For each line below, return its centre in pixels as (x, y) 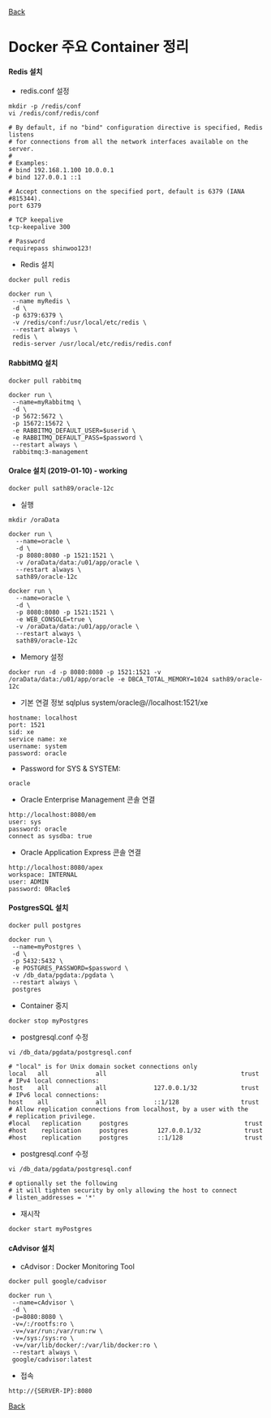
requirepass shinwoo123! (50, 249)
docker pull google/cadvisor (58, 1282)
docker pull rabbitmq (45, 381)
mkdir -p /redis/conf (45, 106)
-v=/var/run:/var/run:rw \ (58, 1331)
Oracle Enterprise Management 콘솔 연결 (88, 799)
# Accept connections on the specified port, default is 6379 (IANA (127, 192)
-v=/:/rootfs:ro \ (43, 1324)
